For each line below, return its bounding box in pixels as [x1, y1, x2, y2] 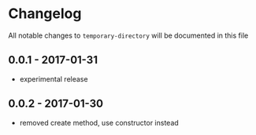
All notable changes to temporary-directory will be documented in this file [8, 31, 249, 40]
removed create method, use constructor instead [19, 118, 179, 127]
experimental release [19, 74, 88, 83]
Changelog [8, 5, 82, 23]
